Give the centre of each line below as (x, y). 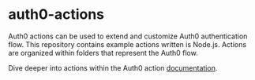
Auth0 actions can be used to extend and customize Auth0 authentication (128, 36)
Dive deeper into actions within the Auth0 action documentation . (113, 67)
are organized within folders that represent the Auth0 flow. (103, 53)
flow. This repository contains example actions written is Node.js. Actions (127, 44)
